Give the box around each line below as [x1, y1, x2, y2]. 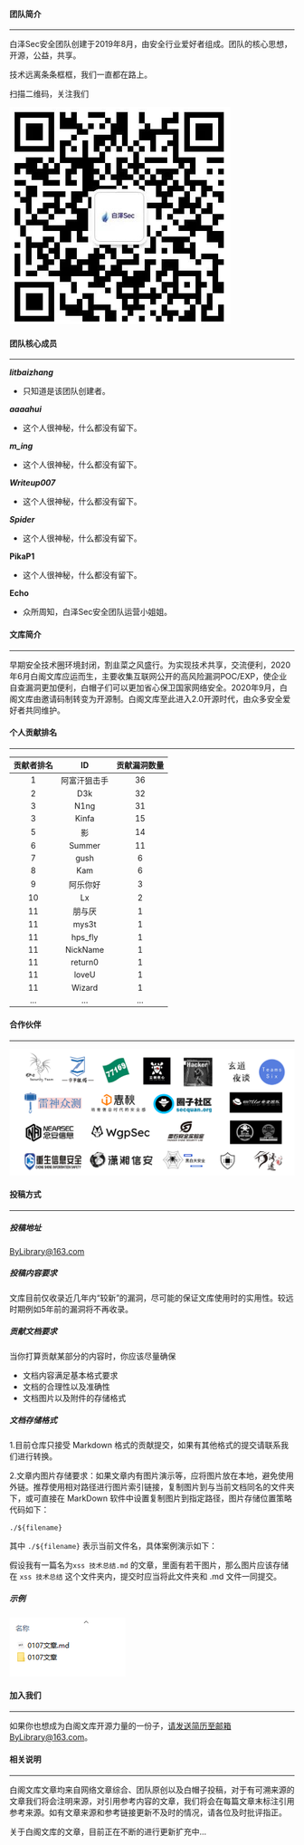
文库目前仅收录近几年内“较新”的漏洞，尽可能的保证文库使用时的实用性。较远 [9, 1292, 294, 1303]
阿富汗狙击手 [61, 774, 109, 785]
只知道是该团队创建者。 [22, 386, 110, 397]
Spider [9, 514, 35, 525]
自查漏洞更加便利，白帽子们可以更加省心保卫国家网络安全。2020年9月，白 [9, 682, 288, 693]
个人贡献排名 [9, 727, 57, 738]
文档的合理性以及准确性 [22, 1381, 110, 1392]
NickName [64, 944, 105, 955]
